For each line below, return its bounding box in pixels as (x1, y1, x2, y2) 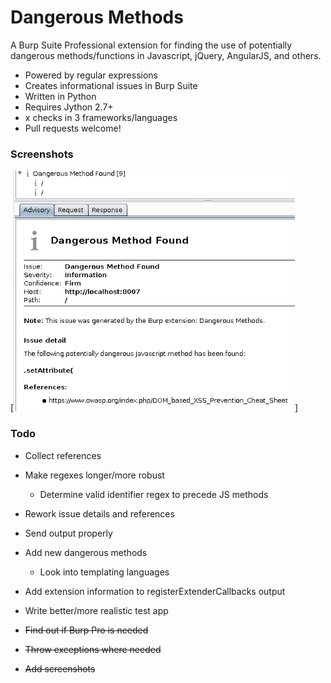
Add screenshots (24, 662, 96, 675)
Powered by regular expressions (24, 69, 158, 81)
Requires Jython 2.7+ (24, 101, 114, 113)
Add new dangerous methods (24, 546, 148, 558)
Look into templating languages (39, 566, 170, 578)
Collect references (24, 449, 102, 461)
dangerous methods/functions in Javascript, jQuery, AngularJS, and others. (10, 49, 322, 61)
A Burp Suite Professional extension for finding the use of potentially (10, 39, 293, 51)
